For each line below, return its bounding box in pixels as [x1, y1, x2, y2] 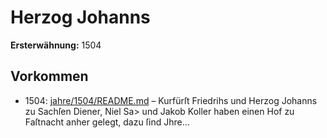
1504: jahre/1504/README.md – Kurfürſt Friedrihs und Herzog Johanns [24, 94, 318, 106]
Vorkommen [10, 68, 89, 85]
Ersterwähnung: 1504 [10, 39, 102, 51]
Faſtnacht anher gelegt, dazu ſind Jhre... [24, 116, 190, 128]
